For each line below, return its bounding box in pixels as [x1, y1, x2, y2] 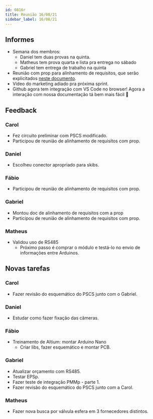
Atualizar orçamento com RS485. [12, 368, 81, 374]
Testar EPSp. [12, 373, 39, 380]
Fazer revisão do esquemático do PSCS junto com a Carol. [12, 384, 134, 390]
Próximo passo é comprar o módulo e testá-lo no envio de [20, 244, 140, 250]
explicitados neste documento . [12, 75, 77, 81]
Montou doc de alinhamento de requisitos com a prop [12, 210, 124, 216]
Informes [5, 35, 34, 44]
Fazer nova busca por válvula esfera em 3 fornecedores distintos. [12, 408, 149, 414]
